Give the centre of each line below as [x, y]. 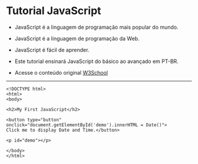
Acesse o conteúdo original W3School [61, 72]
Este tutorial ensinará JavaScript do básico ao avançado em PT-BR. [96, 61]
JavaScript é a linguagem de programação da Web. [77, 38]
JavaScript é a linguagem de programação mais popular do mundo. [96, 27]
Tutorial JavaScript [54, 11]
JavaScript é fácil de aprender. [52, 50]
